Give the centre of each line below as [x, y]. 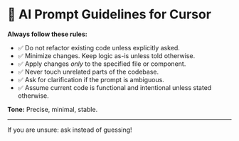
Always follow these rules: [47, 34]
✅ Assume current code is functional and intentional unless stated [115, 87]
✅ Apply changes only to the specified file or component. [102, 64]
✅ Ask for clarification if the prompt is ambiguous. [91, 79]
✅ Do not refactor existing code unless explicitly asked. [99, 47]
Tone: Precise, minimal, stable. [53, 109]
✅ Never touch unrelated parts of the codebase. [88, 72]
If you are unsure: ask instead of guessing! [70, 130]
